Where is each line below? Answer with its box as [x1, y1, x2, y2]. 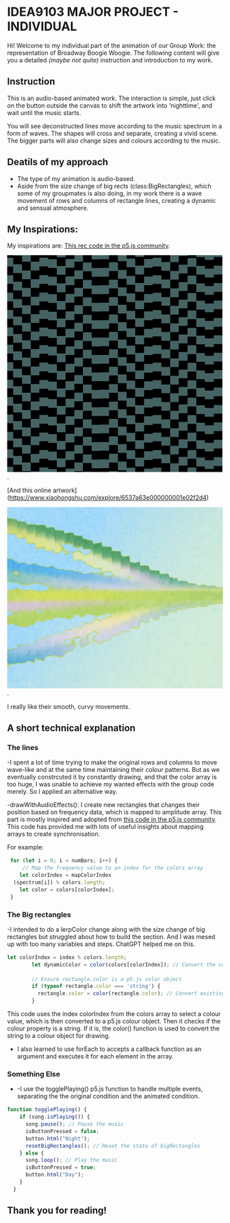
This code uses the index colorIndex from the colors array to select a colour [7, 1010, 221, 1018]
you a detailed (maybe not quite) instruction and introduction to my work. [7, 56, 214, 64]
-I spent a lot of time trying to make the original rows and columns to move [7, 758, 218, 766]
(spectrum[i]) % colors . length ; [13, 879, 106, 886]
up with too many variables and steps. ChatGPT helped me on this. [7, 940, 195, 948]
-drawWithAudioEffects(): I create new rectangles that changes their [7, 801, 200, 809]
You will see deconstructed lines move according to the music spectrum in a [7, 121, 222, 130]
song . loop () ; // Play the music [25, 1157, 118, 1164]
